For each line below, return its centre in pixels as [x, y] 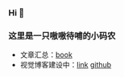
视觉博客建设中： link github [66, 65]
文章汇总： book [46, 55]
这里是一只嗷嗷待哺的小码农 [62, 35]
